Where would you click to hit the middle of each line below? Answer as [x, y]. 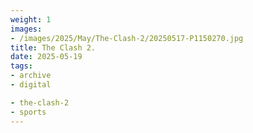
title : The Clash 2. [53, 47]
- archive [31, 76]
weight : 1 [31, 19]
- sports [28, 112]
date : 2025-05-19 [46, 57]
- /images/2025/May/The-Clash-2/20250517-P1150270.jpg [127, 38]
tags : [21, 66]
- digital [31, 85]
